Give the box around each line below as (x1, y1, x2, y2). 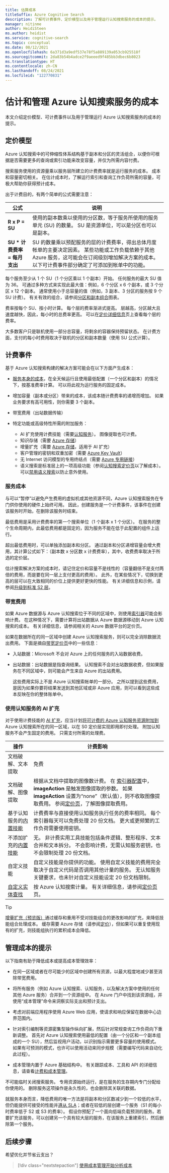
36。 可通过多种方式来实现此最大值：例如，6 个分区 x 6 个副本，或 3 (11, 281, 153, 287)
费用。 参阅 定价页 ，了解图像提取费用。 (38, 800, 131, 807)
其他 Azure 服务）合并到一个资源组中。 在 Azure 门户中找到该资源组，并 (12, 992, 162, 998)
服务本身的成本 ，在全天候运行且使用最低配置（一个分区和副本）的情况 (12, 376, 158, 382)
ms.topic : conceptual (5, 40, 51, 45)
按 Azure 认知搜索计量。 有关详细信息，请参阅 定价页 (33, 884, 157, 891)
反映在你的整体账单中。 (17, 691, 66, 697)
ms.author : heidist (5, 31, 46, 36)
